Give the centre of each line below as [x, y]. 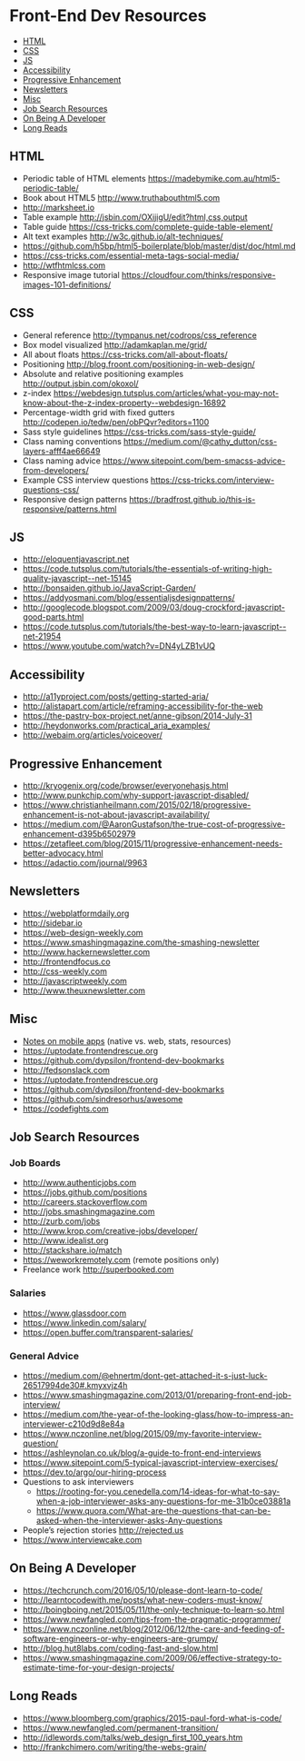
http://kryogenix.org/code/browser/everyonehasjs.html [125, 786]
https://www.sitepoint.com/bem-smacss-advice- [194, 461]
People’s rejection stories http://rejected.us [103, 1530]
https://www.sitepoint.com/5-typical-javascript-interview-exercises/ [150, 1462]
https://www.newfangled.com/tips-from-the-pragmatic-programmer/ [152, 1619]
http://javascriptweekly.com [74, 980]
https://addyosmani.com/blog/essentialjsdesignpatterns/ [128, 598]
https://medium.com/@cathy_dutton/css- [201, 441]
